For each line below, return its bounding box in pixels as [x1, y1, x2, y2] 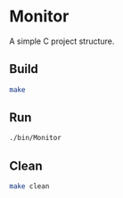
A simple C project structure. [9, 36, 115, 46]
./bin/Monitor [9, 134, 62, 143]
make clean [9, 182, 50, 191]
